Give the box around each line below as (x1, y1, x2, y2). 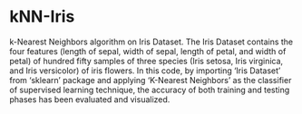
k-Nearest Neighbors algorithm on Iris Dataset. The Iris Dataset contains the (9, 36, 294, 47)
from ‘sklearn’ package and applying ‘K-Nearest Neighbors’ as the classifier (9, 74, 292, 85)
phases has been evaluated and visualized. (9, 93, 170, 105)
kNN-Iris (9, 6, 75, 27)
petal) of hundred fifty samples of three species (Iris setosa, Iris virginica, (9, 55, 284, 66)
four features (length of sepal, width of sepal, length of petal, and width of (9, 45, 287, 56)
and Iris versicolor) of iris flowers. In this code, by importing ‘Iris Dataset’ (9, 65, 281, 76)
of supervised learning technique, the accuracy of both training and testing (9, 84, 290, 95)
